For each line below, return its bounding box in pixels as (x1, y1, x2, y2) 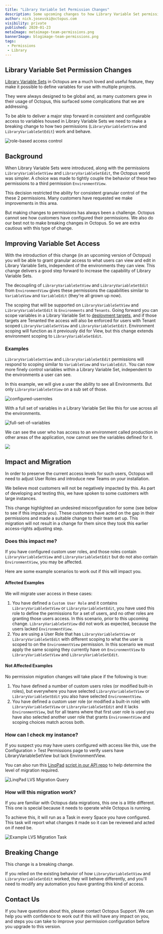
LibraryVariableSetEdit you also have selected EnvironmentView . (12, 693, 142, 699)
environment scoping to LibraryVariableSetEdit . (5, 333, 103, 339)
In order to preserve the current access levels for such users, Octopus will (5, 470, 153, 477)
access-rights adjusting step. (5, 526, 64, 532)
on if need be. (5, 825, 33, 831)
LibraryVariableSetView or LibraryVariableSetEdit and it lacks (12, 703, 139, 709)
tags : (5, 39, 16, 44)
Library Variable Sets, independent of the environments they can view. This (5, 262, 155, 268)
